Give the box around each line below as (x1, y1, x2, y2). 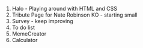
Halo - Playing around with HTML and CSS (11, 5, 117, 12)
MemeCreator (11, 30, 47, 37)
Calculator (11, 37, 38, 43)
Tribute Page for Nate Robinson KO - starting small (11, 11, 138, 18)
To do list (11, 24, 35, 31)
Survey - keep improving (11, 18, 73, 24)
